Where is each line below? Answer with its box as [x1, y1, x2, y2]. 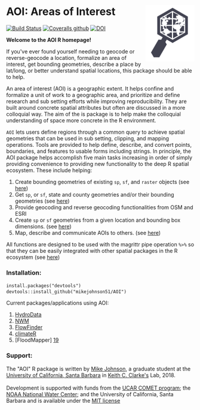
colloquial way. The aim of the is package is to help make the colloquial [6, 110, 181, 117]
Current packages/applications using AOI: [6, 299, 109, 307]
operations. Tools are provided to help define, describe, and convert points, [6, 141, 192, 148]
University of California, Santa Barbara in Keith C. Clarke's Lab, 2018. [6, 371, 176, 379]
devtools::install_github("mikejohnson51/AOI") [6, 289, 127, 295]
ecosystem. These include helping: [6, 167, 93, 174]
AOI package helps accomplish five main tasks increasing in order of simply [6, 153, 193, 161]
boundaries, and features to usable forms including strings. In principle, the [6, 147, 192, 155]
